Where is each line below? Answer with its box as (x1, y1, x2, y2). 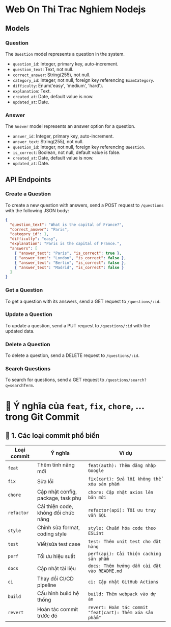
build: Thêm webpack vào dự (88, 591, 156, 597)
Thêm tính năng (37, 461, 75, 468)
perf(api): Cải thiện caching (88, 551, 161, 557)
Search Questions (5, 365, 51, 372)
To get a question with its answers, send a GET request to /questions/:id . (5, 298, 161, 304)
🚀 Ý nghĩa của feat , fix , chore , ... (5, 400, 145, 412)
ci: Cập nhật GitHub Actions (88, 579, 159, 585)
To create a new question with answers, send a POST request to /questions (5, 202, 164, 208)
